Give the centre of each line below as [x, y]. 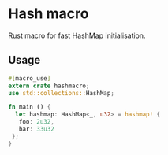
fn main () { [30, 107]
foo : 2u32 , [37, 122]
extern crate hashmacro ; [49, 86]
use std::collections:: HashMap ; [61, 93]
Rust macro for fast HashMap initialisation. [77, 35]
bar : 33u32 [37, 129]
